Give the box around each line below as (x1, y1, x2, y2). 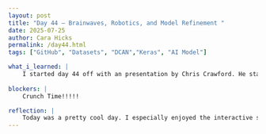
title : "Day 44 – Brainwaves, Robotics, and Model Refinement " (8, 19, 225, 27)
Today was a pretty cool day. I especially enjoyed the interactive (22, 114, 253, 122)
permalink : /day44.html (8, 41, 87, 49)
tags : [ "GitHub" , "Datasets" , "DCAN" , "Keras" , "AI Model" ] (8, 48, 207, 56)
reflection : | (8, 106, 55, 115)
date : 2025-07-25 (8, 26, 66, 34)
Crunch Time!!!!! (22, 92, 80, 100)
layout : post (8, 11, 51, 20)
